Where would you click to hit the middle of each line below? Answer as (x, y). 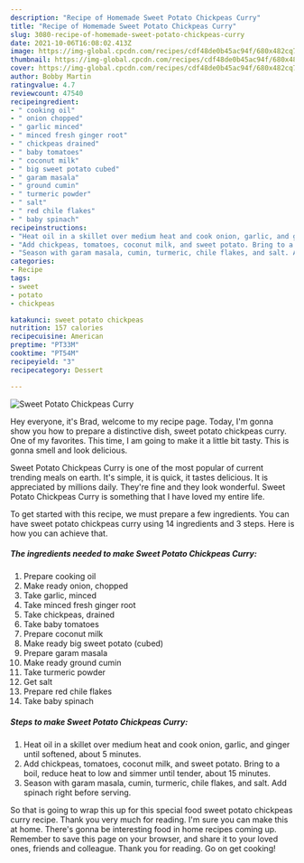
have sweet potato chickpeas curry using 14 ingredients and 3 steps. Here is (152, 523)
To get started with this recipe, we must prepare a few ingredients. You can (150, 514)
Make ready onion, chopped (76, 586)
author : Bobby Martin (51, 77)
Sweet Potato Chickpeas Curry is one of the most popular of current (137, 467)
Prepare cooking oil (60, 577)
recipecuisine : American (57, 337)
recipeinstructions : (49, 228)
